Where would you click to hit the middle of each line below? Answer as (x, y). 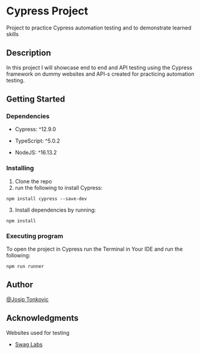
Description (29, 53)
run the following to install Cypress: (59, 188)
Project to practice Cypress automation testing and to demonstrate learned (99, 28)
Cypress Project (47, 11)
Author (20, 285)
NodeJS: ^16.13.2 (36, 153)
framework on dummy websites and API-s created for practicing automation (100, 74)
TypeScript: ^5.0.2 (37, 141)
